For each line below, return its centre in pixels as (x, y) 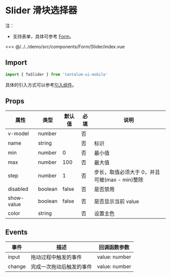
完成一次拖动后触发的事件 (62, 267)
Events (17, 232)
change (17, 267)
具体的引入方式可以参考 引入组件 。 (41, 85)
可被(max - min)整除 (119, 180)
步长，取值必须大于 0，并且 (127, 172)
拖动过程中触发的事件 (56, 257)
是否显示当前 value (117, 202)
